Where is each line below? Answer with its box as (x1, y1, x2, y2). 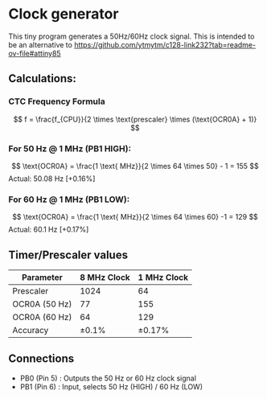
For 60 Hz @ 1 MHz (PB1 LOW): (8, 194, 130, 205)
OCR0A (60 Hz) (12, 311, 72, 323)
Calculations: (8, 72, 76, 85)
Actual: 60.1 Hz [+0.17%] (8, 224, 89, 234)
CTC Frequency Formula (8, 96, 106, 107)
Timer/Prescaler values (8, 248, 129, 261)
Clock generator (8, 5, 119, 23)
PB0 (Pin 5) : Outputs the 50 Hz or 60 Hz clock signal (19, 373, 197, 383)
